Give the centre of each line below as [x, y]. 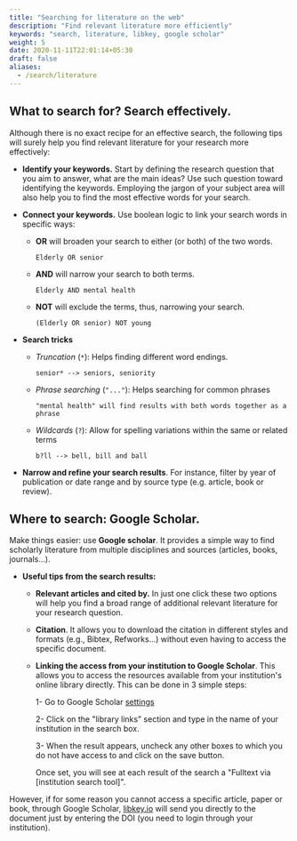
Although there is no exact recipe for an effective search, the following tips [146, 132]
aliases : [25, 68]
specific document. [71, 649]
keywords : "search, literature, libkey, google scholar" [117, 34]
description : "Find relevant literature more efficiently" [121, 26]
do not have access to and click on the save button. [130, 756]
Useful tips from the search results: [89, 577]
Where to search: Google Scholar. [104, 519]
